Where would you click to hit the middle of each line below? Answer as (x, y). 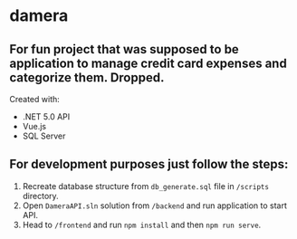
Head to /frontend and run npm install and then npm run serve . (142, 225)
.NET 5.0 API (46, 117)
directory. (40, 196)
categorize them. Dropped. (87, 77)
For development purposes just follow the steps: (149, 164)
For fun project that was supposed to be (125, 49)
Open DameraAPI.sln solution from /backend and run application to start (155, 206)
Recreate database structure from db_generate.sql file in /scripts (146, 186)
